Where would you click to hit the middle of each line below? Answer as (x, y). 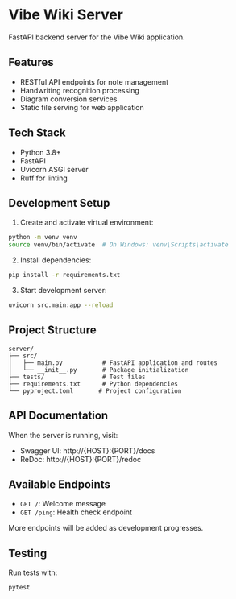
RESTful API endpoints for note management (94, 81)
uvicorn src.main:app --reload (61, 305)
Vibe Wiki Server (66, 15)
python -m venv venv (43, 238)
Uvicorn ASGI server (54, 169)
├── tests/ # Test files (77, 377)
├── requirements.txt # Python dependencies (93, 384)
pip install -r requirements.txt (64, 275)
